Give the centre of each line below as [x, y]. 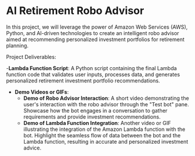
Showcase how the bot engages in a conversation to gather [95, 110]
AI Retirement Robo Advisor [75, 11]
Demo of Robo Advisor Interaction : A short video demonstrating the [106, 98]
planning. [17, 46]
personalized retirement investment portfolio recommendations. [83, 81]
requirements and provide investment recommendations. [92, 117]
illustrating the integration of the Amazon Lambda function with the [104, 129]
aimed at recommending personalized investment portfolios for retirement [95, 39]
